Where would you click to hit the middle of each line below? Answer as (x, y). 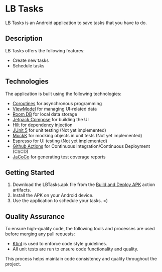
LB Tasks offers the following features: (45, 50)
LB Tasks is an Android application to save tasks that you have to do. (76, 23)
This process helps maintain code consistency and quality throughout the (81, 259)
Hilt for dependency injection (42, 125)
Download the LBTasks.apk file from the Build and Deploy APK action (84, 185)
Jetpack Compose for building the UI (50, 119)
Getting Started (30, 172)
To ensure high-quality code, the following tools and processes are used (80, 229)
